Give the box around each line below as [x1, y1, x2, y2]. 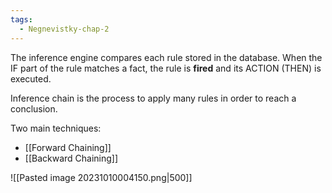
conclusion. [10, 102, 58, 115]
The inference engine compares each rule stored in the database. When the [10, 51, 323, 63]
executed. [10, 72, 52, 85]
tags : [10, 14, 33, 25]
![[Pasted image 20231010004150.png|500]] [10, 171, 193, 183]
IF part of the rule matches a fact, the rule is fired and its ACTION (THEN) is [10, 62, 322, 74]
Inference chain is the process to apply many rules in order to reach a [10, 92, 297, 104]
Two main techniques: [10, 122, 102, 134]
